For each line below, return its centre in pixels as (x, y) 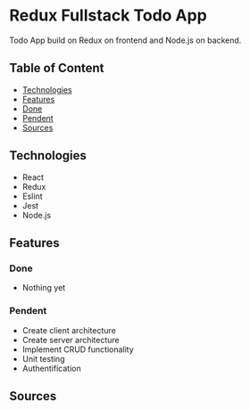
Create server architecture (71, 340)
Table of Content (57, 68)
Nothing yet (44, 288)
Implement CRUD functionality (78, 349)
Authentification (52, 368)
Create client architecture (69, 330)
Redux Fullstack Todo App (108, 16)
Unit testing (43, 358)
